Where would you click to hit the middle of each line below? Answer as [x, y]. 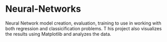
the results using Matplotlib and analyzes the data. [58, 34]
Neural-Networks [43, 9]
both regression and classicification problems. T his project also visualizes [83, 28]
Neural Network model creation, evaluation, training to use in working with [83, 23]
